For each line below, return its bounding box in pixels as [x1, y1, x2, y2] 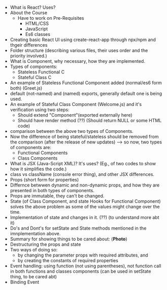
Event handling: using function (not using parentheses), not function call [10, 263, 161, 269]
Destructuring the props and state [10, 241, 81, 247]
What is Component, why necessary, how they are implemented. [10, 58, 146, 64]
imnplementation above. [10, 231, 61, 236]
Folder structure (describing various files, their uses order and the [10, 48, 148, 53]
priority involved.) [10, 53, 47, 59]
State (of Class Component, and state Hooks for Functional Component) [10, 198, 161, 204]
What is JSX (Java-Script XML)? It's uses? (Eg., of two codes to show [10, 161, 156, 166]
